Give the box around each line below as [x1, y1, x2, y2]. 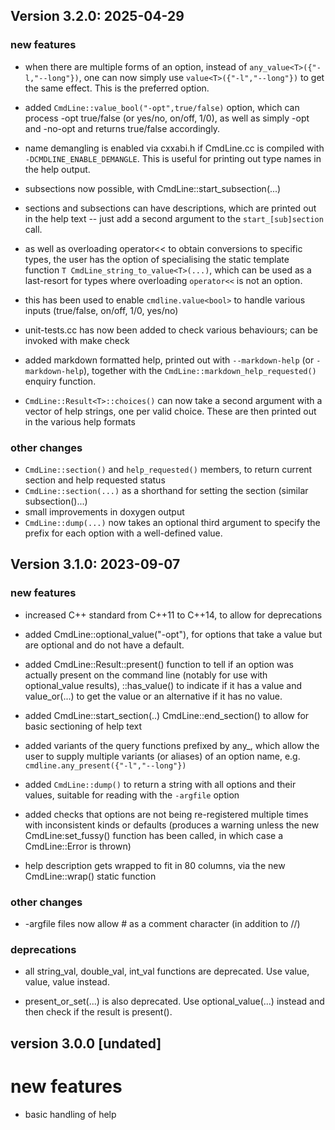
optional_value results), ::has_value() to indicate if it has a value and [24, 679, 303, 691]
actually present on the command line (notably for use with [24, 669, 268, 681]
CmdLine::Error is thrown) [24, 840, 132, 852]
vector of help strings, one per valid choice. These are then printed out [24, 405, 317, 417]
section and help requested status [24, 474, 166, 486]
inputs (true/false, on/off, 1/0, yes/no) [24, 304, 179, 316]
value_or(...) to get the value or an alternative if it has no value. [24, 690, 283, 702]
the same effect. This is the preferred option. [24, 82, 210, 94]
